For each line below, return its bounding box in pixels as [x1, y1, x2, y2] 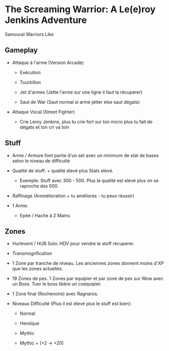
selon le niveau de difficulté [12, 158, 70, 164]
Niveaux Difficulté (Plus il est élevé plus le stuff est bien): [12, 301, 132, 307]
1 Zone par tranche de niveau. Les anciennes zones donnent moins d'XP [12, 260, 164, 267]
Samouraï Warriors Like [5, 31, 54, 37]
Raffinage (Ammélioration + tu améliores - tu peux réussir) [12, 192, 134, 199]
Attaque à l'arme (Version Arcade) [12, 60, 84, 66]
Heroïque [19, 320, 39, 327]
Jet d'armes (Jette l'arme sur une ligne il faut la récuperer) [19, 89, 143, 95]
